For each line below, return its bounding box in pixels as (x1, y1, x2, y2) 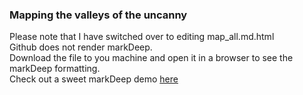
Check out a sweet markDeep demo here (9, 73, 179, 85)
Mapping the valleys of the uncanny (9, 8, 188, 22)
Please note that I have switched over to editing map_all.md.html (9, 31, 275, 43)
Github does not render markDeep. (9, 41, 153, 53)
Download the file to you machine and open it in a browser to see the (9, 52, 294, 64)
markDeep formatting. (9, 63, 101, 75)
